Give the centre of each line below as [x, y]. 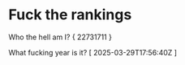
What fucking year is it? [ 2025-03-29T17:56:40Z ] [92, 52]
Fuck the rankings [70, 15]
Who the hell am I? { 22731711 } [60, 37]
